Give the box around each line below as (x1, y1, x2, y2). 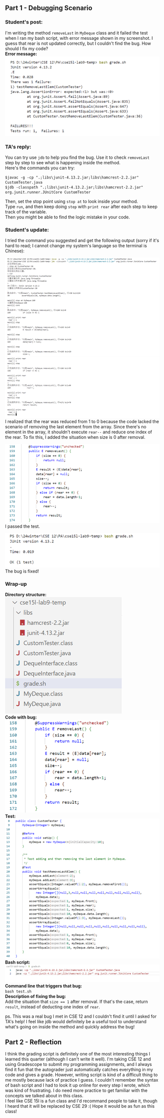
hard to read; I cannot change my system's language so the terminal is (5, 243, 147, 249)
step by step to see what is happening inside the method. (5, 160, 121, 166)
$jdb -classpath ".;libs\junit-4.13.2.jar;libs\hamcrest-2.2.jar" (5, 185, 143, 190)
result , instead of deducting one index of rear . (5, 1003, 100, 1010)
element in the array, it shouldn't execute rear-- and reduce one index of (5, 429, 153, 435)
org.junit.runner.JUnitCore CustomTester (5, 190, 91, 195)
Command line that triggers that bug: (5, 983, 82, 989)
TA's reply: (5, 143, 32, 150)
